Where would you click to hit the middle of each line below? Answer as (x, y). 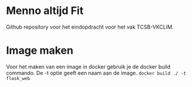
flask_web (18, 78)
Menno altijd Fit (45, 11)
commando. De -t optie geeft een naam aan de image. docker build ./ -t (96, 73)
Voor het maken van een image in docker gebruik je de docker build (88, 67)
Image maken (40, 51)
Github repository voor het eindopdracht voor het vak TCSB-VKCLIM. (90, 27)
